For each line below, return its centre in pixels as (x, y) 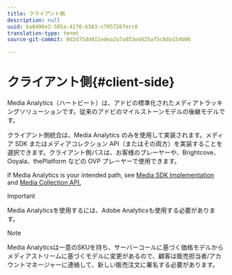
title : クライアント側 (36, 14)
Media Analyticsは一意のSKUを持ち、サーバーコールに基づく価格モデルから (115, 247)
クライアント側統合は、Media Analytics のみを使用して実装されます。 (107, 135)
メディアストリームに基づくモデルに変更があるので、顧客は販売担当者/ (108, 256)
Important (21, 196)
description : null (34, 20)
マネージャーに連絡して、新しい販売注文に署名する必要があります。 (122, 265)
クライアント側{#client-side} (91, 82)
